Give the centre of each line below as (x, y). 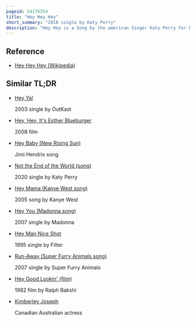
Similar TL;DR (31, 84)
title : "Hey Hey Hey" (32, 17)
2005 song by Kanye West (46, 200)
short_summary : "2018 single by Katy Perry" (61, 22)
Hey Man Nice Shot (38, 233)
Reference (25, 51)
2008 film (26, 131)
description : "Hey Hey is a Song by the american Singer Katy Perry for (96, 28)
